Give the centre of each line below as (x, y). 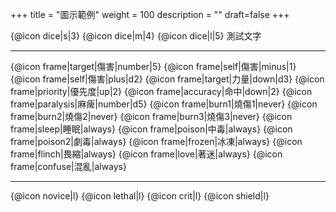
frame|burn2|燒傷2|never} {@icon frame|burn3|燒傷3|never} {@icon (151, 116)
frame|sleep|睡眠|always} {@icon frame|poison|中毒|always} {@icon (151, 129)
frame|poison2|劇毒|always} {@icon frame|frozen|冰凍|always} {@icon (156, 141)
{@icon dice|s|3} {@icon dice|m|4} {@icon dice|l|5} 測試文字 (136, 36)
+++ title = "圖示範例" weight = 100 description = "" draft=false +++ (150, 14)
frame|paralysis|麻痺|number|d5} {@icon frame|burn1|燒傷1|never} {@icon (164, 104)
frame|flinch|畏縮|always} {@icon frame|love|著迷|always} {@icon (146, 154)
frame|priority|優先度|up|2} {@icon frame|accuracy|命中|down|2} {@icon (161, 91)
